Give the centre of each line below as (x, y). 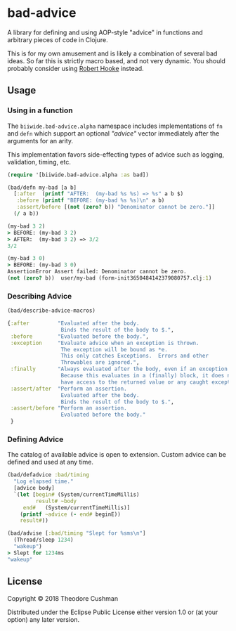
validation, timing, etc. (39, 162)
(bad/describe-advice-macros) (52, 311)
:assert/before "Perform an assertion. (69, 408)
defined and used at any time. (50, 462)
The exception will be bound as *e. (114, 349)
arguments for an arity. (40, 141)
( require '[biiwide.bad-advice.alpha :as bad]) (78, 175)
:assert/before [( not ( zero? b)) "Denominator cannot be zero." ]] (116, 207)
